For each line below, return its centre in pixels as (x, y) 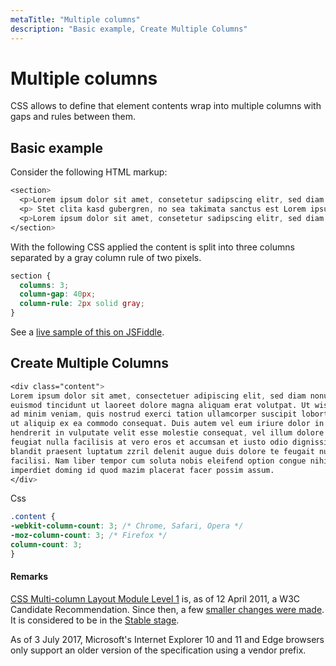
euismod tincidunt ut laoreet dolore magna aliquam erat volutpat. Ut (160, 405)
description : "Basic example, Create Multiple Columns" (129, 29)
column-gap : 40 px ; (58, 294)
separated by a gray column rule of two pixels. (106, 257)
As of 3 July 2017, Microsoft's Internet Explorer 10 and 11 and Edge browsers (167, 640)
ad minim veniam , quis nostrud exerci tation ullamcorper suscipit (154, 414)
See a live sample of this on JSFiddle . (87, 332)
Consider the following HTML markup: (89, 172)
